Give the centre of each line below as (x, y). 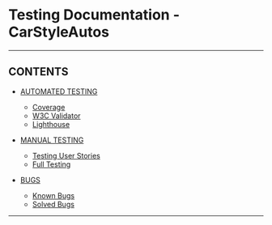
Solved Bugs (53, 204)
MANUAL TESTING (52, 140)
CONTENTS (38, 72)
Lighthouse (51, 124)
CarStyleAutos (59, 32)
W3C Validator (56, 116)
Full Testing (51, 164)
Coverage (49, 107)
